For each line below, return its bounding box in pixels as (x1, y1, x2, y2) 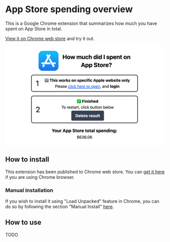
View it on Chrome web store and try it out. (5, 35, 95, 42)
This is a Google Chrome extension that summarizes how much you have (5, 20, 157, 26)
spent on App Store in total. (5, 25, 62, 31)
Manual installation (5, 186, 54, 193)
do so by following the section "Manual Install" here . (5, 204, 114, 210)
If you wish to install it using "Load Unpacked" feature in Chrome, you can (5, 198, 159, 205)
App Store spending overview (5, 4, 133, 15)
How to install (5, 155, 50, 164)
